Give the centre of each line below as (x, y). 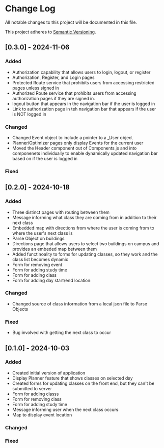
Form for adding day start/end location (51, 280)
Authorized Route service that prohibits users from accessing (74, 93)
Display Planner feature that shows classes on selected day (72, 378)
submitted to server (32, 388)
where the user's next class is (42, 233)
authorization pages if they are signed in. (54, 98)
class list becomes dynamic (40, 259)
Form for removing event (37, 264)
